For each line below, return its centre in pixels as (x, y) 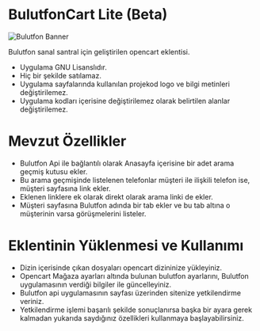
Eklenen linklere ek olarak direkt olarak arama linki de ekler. (117, 196)
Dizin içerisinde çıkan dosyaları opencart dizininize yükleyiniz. (121, 268)
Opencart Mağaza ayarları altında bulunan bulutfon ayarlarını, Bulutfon (134, 276)
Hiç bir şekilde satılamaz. (60, 75)
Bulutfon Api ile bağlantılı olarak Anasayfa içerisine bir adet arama (127, 163)
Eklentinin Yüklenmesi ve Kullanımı (126, 246)
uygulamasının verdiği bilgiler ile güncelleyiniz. (96, 284)
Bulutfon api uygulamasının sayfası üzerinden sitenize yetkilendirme (130, 293)
